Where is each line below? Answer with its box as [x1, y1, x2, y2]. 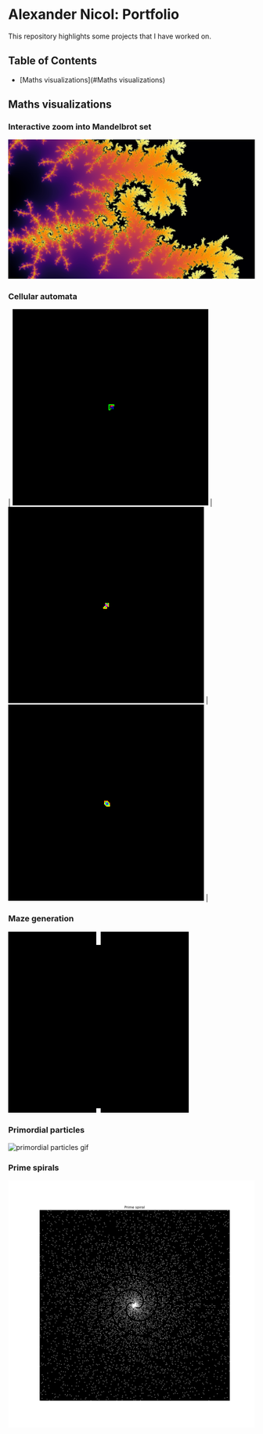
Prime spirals [8, 1162, 59, 1173]
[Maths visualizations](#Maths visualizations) [19, 75, 166, 84]
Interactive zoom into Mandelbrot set [8, 122, 152, 133]
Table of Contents [8, 54, 98, 68]
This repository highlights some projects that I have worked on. [8, 31, 211, 41]
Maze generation [8, 913, 74, 924]
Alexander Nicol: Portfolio [8, 5, 180, 24]
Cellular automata [8, 290, 77, 301]
